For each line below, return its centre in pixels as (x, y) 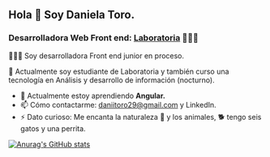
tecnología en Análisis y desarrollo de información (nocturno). (111, 80)
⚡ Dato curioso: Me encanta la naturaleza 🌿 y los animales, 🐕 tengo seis (141, 117)
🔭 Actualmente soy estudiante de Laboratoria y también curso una (119, 71)
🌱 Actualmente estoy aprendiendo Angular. (93, 95)
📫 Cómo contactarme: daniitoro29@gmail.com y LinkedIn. (118, 104)
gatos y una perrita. (53, 128)
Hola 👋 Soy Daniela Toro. (72, 15)
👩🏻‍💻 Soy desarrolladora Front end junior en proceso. (96, 55)
